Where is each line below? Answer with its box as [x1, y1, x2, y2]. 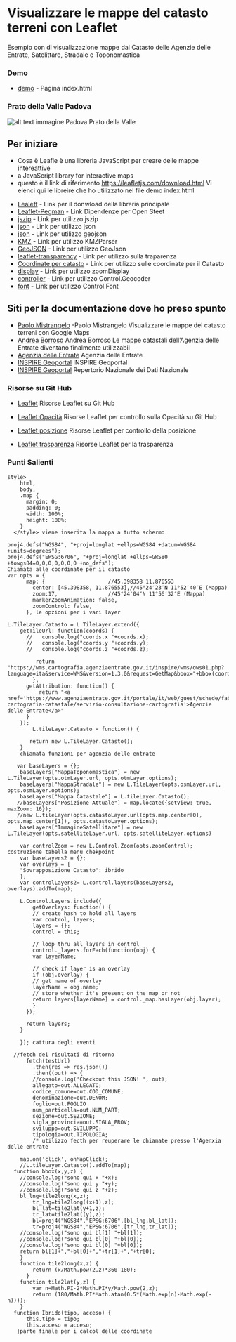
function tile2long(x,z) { [20, 1260, 99, 1267]
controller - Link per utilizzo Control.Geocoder [17, 275, 151, 283]
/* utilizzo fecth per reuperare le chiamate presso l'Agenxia [32, 1137, 221, 1144]
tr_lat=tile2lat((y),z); [32, 1211, 105, 1218]
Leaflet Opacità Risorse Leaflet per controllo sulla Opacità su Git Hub [17, 413, 217, 421]
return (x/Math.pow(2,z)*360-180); [32, 1266, 137, 1273]
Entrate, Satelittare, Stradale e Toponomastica [7, 51, 140, 59]
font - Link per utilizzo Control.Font [17, 282, 119, 291]
